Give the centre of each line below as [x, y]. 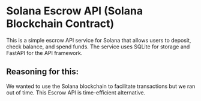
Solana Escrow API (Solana [74, 11]
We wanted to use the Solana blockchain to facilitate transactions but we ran [101, 86]
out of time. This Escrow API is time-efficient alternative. [76, 92]
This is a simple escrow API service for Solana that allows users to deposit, [99, 40]
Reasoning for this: [43, 72]
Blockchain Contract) [60, 24]
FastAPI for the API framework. [44, 53]
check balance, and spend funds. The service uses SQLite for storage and [98, 47]
